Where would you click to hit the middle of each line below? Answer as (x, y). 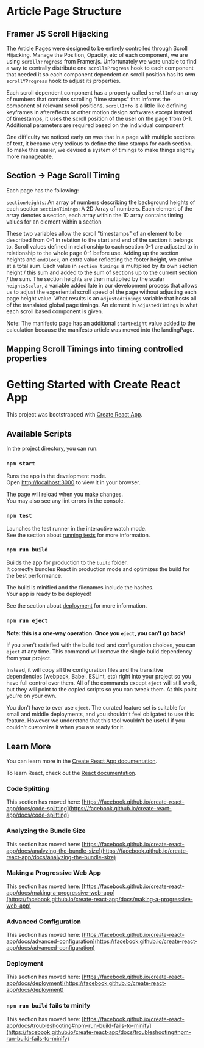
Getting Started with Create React (93, 384)
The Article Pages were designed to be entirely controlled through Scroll (97, 48)
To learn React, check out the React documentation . (72, 773)
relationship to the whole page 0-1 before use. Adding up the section (92, 253)
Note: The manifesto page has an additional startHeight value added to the (101, 323)
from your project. (29, 658)
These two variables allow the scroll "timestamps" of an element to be (94, 233)
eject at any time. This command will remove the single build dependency (99, 652)
